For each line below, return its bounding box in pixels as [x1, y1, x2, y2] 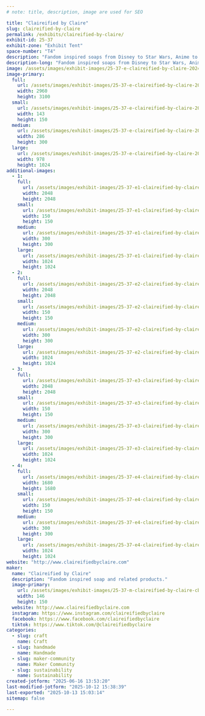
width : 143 [17, 110, 45, 117]
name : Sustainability [17, 673, 72, 679]
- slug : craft [12, 633, 48, 639]
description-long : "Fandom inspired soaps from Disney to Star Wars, [6, 59, 187, 66]
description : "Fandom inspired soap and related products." [12, 576, 168, 582]
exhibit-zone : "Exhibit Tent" [6, 43, 84, 49]
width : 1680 [22, 480, 53, 486]
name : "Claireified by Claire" [12, 570, 92, 577]
